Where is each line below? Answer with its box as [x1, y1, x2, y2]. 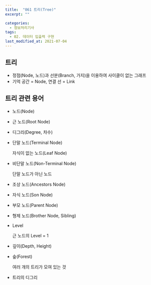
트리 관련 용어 [5, 94, 44, 103]
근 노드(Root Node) [12, 118, 51, 124]
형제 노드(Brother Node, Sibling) [12, 212, 76, 219]
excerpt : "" [5, 12, 30, 17]
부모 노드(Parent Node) [12, 202, 58, 208]
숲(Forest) [12, 254, 33, 259]
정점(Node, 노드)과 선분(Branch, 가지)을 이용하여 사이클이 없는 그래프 [12, 72, 147, 78]
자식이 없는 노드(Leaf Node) [12, 150, 67, 156]
